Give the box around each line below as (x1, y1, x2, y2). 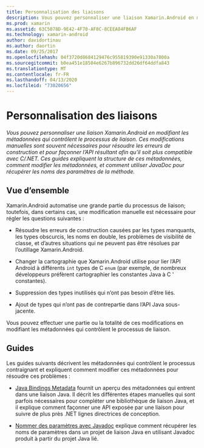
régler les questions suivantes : (6, 215, 84, 222)
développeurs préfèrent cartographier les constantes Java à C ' (15, 271, 174, 278)
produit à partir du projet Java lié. (15, 435, 99, 442)
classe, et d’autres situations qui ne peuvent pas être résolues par (15, 239, 180, 247)
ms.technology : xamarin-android (6, 32, 88, 38)
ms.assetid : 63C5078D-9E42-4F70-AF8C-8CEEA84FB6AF (6, 26, 137, 32)
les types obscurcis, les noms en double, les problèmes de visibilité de (15, 233, 192, 240)
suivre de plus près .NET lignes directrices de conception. (15, 410, 161, 418)
